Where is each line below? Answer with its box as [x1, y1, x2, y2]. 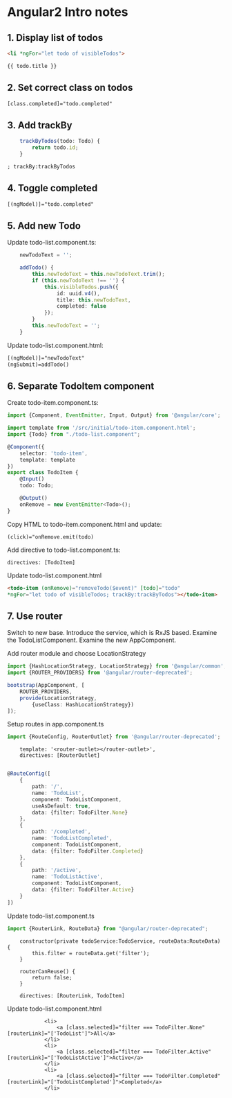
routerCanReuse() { [19, 968, 76, 975]
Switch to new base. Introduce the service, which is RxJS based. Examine [7, 629, 217, 637]
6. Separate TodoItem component [7, 380, 155, 392]
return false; [32, 974, 72, 981]
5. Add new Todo [7, 220, 81, 232]
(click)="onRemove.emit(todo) [7, 533, 95, 541]
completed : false [56, 303, 107, 310]
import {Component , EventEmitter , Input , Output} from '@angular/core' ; [7, 412, 221, 419]
